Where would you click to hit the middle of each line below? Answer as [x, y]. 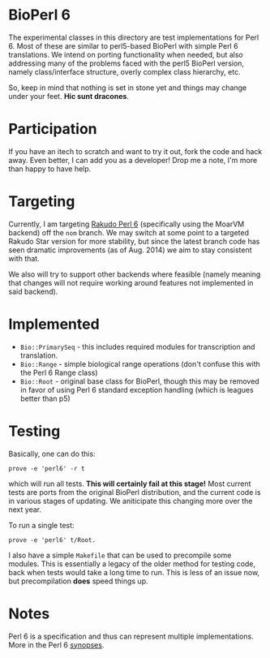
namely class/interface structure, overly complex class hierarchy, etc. [124, 71]
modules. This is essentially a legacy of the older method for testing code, [132, 563]
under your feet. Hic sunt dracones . [69, 96]
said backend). [33, 291]
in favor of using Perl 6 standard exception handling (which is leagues [137, 389]
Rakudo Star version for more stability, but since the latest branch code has [134, 241]
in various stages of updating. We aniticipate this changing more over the [131, 501]
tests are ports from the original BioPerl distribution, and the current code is [135, 492]
